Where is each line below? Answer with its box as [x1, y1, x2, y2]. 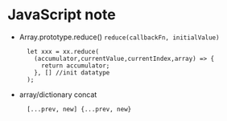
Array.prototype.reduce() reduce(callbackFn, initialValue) [19, 32, 220, 42]
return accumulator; [40, 62, 110, 70]
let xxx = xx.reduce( [27, 47, 100, 55]
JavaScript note [7, 6, 116, 24]
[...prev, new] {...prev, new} [27, 105, 132, 113]
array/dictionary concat [19, 90, 97, 99]
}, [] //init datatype [34, 68, 110, 77]
